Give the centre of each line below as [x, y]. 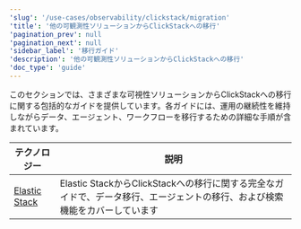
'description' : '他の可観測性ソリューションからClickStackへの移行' [127, 59]
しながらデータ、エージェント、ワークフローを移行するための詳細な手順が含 [150, 117]
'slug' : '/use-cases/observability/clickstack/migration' [120, 18]
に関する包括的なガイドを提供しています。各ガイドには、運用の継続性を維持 [150, 105]
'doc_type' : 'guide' [48, 68]
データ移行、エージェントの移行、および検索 [189, 197]
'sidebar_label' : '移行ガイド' [64, 51]
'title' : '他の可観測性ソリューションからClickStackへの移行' [115, 26]
